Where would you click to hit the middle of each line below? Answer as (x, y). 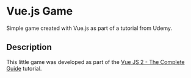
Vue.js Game (40, 11)
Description (29, 47)
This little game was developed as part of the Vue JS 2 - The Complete (95, 62)
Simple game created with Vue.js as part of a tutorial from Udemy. (89, 28)
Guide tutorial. (24, 68)
